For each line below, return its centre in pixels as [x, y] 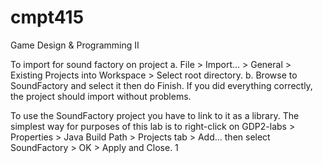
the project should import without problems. [101, 96]
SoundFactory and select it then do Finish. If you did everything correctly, [161, 85]
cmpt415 [47, 17]
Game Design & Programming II [75, 45]
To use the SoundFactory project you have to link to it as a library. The [155, 115]
